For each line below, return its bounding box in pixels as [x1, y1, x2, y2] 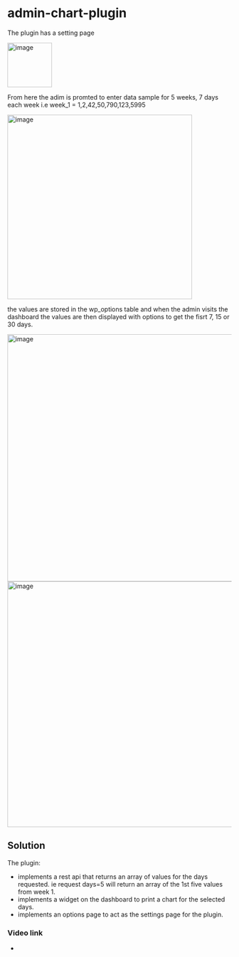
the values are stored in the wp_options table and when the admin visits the [7, 304, 229, 314]
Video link [7, 928, 43, 938]
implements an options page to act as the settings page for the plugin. [17, 910, 223, 919]
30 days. [7, 320, 33, 328]
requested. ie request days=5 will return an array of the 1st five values [17, 880, 223, 888]
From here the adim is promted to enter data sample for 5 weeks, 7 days [7, 92, 219, 101]
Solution [7, 840, 46, 852]
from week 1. [17, 887, 55, 896]
